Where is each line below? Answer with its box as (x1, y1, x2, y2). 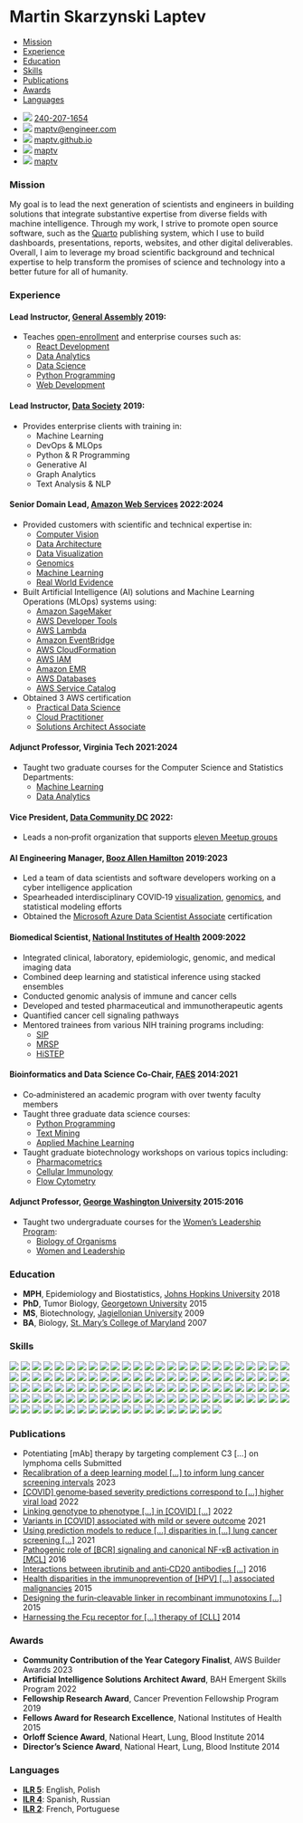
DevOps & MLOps (35, 439, 102, 450)
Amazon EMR (35, 663, 87, 674)
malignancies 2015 (22, 1582, 92, 1593)
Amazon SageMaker (35, 605, 112, 617)
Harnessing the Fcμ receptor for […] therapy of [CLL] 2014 (22, 1611, 241, 1622)
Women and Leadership (35, 1245, 126, 1256)
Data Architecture (35, 538, 102, 549)
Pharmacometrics (35, 1156, 102, 1167)
